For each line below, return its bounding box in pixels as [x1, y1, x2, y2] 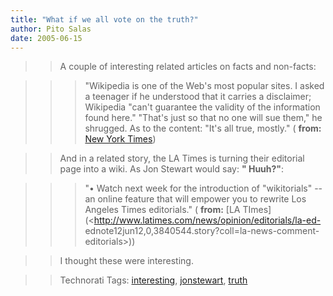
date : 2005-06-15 [10, 33, 83, 43]
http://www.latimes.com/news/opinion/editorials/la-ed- [93, 214, 322, 226]
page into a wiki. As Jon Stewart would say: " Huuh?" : [59, 163, 285, 175]
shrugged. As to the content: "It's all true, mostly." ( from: [84, 122, 322, 135]
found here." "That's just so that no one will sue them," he [84, 112, 323, 124]
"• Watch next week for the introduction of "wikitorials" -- [84, 182, 323, 195]
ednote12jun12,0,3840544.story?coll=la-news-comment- [84, 225, 320, 237]
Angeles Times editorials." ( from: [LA [84, 204, 241, 216]
